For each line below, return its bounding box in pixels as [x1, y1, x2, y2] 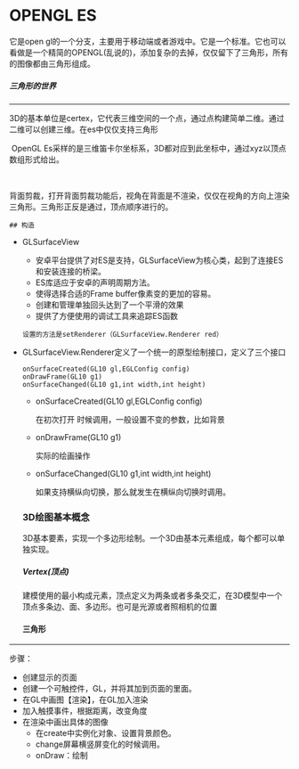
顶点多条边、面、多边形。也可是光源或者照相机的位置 [21, 601, 218, 612]
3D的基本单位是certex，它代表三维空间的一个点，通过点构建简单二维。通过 [9, 112, 285, 123]
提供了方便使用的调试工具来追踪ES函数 [35, 310, 178, 321]
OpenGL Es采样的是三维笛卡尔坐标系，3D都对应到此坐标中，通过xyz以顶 [11, 143, 279, 153]
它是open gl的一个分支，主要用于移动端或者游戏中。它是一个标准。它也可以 [9, 36, 287, 46]
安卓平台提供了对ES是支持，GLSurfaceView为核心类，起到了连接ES [35, 255, 284, 266]
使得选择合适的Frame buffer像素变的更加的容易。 [35, 288, 216, 299]
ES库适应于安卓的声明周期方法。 [35, 277, 155, 288]
